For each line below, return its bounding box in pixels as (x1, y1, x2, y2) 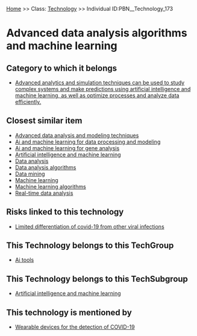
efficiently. (14, 98, 42, 105)
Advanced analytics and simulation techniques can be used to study (14, 79, 185, 86)
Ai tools (14, 256, 34, 264)
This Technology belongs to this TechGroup (6, 241, 174, 251)
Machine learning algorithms (14, 183, 86, 190)
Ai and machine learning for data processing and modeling (14, 138, 161, 145)
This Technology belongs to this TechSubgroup (6, 274, 189, 284)
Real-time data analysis (14, 189, 73, 197)
